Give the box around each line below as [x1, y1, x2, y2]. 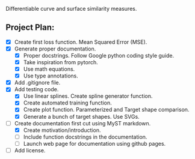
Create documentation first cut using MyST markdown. [14, 119, 151, 127]
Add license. [14, 146, 46, 154]
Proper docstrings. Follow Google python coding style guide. [23, 52, 175, 59]
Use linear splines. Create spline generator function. [23, 92, 153, 100]
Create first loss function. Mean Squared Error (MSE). [14, 38, 147, 46]
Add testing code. [14, 86, 59, 93]
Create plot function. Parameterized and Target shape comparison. [23, 106, 190, 113]
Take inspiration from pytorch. [23, 59, 99, 65]
